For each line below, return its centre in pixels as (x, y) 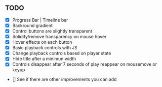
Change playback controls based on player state (61, 53)
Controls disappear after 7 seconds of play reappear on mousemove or (84, 64)
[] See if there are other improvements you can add (64, 79)
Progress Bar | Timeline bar (40, 20)
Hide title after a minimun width (44, 59)
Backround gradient (32, 25)
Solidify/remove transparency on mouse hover (59, 37)
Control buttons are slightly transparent (52, 31)
